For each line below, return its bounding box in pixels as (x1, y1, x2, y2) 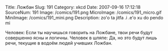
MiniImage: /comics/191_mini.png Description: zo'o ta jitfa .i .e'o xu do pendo (5, 15, 163, 20)
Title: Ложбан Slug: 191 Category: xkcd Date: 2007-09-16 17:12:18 (5, 4, 141, 10)
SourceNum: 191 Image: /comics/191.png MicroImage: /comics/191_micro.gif (5, 9, 162, 15)
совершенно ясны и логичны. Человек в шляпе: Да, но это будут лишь (5, 35, 157, 41)
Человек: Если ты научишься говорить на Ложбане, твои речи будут (5, 30, 153, 35)
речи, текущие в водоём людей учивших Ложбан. (5, 40, 113, 46)
